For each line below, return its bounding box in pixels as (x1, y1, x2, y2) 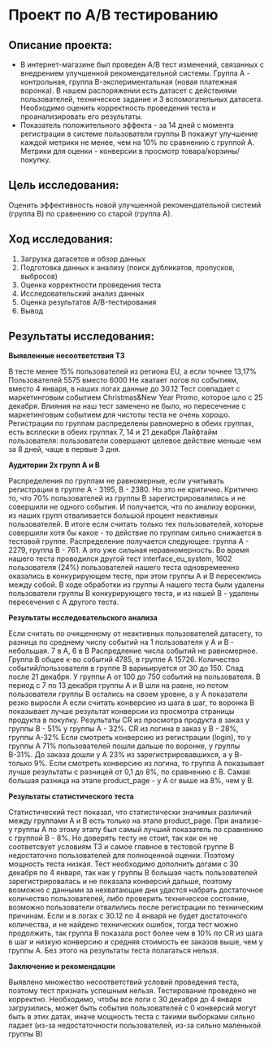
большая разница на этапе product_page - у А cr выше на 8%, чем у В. (8, 776, 254, 786)
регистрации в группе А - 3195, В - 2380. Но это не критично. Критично (8, 484, 258, 494)
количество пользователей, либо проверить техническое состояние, (8, 894, 249, 904)
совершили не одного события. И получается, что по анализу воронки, (8, 502, 257, 512)
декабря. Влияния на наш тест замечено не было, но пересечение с (8, 401, 246, 411)
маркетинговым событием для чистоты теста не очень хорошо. (8, 410, 231, 420)
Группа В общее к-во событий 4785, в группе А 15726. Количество (8, 655, 240, 664)
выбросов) (19, 271, 58, 281)
